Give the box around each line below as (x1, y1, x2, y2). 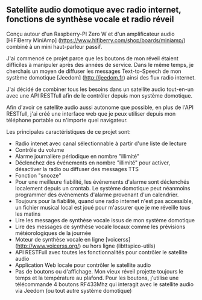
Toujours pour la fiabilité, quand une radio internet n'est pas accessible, (14, 197, 194, 204)
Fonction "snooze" (14, 172, 62, 179)
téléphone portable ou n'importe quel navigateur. (6, 116, 128, 123)
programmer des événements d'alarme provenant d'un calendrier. (14, 191, 179, 198)
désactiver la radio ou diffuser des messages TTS (14, 165, 139, 172)
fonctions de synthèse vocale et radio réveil (6, 14, 174, 25)
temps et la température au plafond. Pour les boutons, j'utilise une (14, 274, 179, 281)
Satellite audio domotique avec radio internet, (6, 5, 181, 15)
